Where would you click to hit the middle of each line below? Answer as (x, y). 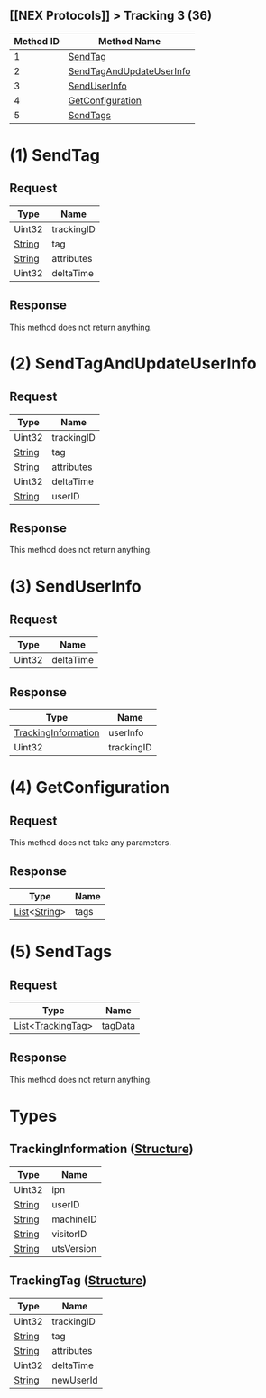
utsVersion (74, 1248)
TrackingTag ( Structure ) (78, 1281)
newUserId (75, 1380)
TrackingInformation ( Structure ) (101, 1149)
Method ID (37, 41)
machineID (74, 1219)
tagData (119, 1026)
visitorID (69, 1234)
